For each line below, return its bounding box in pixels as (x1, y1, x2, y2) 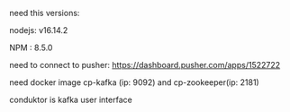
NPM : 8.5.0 (9, 42, 53, 53)
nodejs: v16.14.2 (9, 25, 68, 35)
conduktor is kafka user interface (9, 94, 132, 105)
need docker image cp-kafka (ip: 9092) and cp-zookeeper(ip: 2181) (9, 77, 259, 88)
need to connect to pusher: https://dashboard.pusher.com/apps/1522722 (9, 60, 281, 70)
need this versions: (9, 8, 80, 18)
